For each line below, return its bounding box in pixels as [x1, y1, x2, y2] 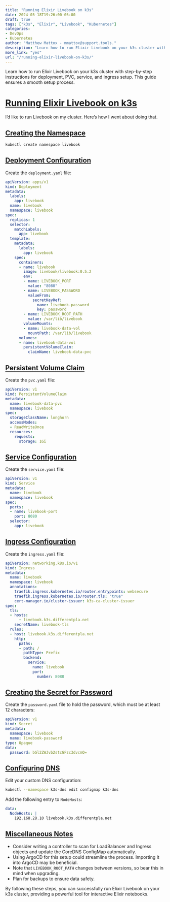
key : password [37, 307, 67, 312]
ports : [10, 504, 24, 509]
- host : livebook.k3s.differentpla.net [10, 631, 94, 636]
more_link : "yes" [5, 50, 42, 55]
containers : [18, 260, 44, 265]
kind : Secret [5, 722, 33, 727]
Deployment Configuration [5, 156, 92, 165]
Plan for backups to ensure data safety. [12, 876, 95, 882]
